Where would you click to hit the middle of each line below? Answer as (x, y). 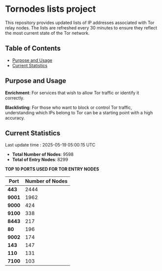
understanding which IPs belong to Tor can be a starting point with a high (79, 112)
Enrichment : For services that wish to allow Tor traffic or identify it (72, 93)
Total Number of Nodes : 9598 (43, 154)
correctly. (15, 98)
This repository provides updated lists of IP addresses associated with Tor (80, 23)
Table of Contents (33, 48)
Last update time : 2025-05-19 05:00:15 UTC (50, 145)
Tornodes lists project (51, 9)
